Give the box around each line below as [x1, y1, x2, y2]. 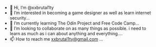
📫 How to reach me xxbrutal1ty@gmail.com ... [9, 36, 103, 42]
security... [9, 15, 30, 21]
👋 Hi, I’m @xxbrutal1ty [9, 5, 54, 10]
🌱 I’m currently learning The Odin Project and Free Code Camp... [9, 20, 139, 26]
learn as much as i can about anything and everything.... [9, 31, 123, 36]
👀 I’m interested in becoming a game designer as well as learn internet [9, 10, 151, 16]
